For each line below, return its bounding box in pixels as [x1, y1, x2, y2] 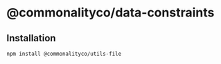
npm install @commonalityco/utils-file [6, 50, 122, 57]
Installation [6, 32, 56, 44]
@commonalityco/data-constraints [6, 5, 215, 21]
